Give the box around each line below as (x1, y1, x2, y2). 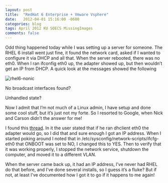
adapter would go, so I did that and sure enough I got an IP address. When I (5, 130, 161, 136)
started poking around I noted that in (5, 136, 81, 141)
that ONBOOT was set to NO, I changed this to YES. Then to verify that (16, 141, 161, 147)
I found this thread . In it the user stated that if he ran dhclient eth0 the (5, 125, 149, 131)
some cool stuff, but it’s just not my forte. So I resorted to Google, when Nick (5, 110, 163, 116)
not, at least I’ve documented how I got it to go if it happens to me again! (5, 172, 155, 178)
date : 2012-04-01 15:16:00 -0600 (5, 17, 80, 22)
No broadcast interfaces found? (5, 85, 71, 91)
